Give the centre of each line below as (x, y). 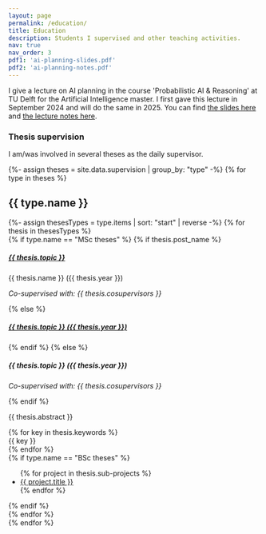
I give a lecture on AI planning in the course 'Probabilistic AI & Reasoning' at (133, 90)
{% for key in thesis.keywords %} (63, 432)
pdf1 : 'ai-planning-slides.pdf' (62, 61)
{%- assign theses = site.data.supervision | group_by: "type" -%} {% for (127, 169)
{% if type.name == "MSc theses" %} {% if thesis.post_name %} (115, 239)
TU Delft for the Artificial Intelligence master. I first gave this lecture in (123, 99)
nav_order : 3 (30, 53)
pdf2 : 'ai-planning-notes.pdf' (60, 68)
